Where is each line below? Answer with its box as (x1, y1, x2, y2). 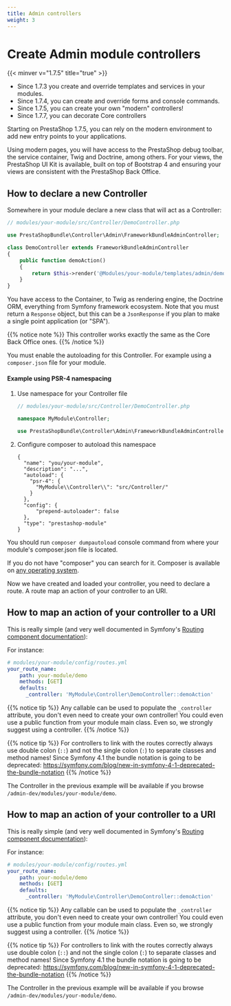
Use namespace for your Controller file (16, 390, 128, 398)
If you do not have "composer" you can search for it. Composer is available (7, 559, 220, 567)
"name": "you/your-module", (23, 459, 104, 466)
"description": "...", (23, 465, 89, 472)
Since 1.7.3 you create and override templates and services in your (16, 82, 206, 90)
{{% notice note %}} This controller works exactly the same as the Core (7, 330, 210, 339)
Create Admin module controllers (7, 46, 201, 62)
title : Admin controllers (7, 10, 81, 17)
